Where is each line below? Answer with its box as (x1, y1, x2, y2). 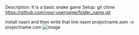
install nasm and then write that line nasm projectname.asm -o (5, 19, 134, 25)
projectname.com (5, 24, 42, 30)
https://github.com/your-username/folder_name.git (5, 9, 111, 15)
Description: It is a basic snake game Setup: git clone (5, 4, 115, 10)
